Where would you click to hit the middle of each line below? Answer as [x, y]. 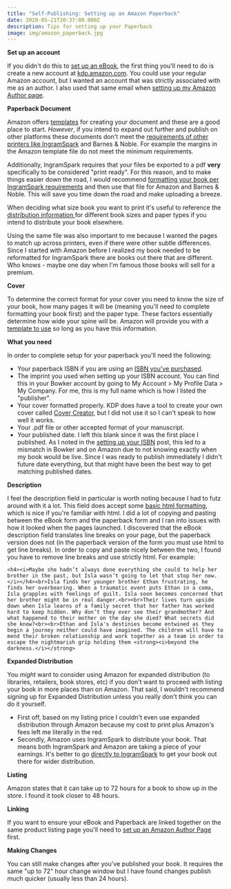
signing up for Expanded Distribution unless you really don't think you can [112, 697]
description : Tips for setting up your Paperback [80, 26]
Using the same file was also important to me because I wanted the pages [112, 236]
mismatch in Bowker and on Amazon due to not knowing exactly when [117, 449]
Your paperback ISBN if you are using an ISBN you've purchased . [110, 369]
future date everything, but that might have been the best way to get [114, 465]
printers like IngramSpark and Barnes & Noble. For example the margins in [112, 144]
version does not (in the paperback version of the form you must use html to [115, 543]
